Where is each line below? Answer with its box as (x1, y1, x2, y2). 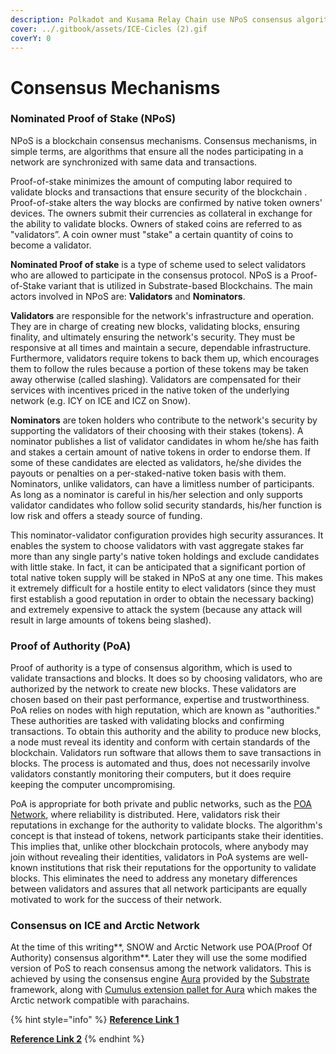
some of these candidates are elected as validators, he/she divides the (10, 456, 302, 468)
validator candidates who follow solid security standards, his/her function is (10, 499, 322, 511)
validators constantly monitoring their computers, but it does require (10, 768, 292, 780)
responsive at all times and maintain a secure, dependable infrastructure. (10, 341, 312, 353)
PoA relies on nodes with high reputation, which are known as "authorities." (10, 704, 321, 716)
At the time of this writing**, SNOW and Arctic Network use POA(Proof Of (10, 941, 313, 953)
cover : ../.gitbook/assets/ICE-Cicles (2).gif (10, 24, 208, 34)
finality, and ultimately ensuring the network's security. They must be (10, 331, 296, 343)
